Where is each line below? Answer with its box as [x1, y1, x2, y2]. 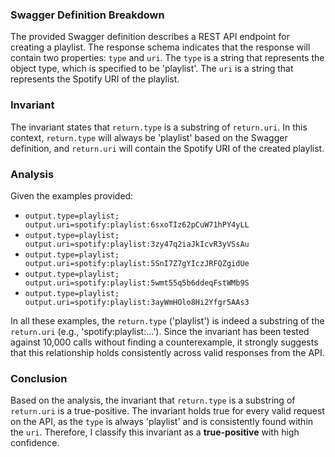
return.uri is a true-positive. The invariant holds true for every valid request [10, 405, 325, 417]
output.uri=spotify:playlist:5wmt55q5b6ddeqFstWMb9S [24, 278, 250, 288]
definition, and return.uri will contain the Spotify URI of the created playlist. [10, 142, 325, 154]
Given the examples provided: [10, 189, 134, 202]
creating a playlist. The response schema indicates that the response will [10, 41, 311, 53]
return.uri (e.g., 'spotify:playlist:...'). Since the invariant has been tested [10, 325, 310, 337]
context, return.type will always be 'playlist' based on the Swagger [10, 131, 288, 143]
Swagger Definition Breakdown [10, 8, 165, 22]
